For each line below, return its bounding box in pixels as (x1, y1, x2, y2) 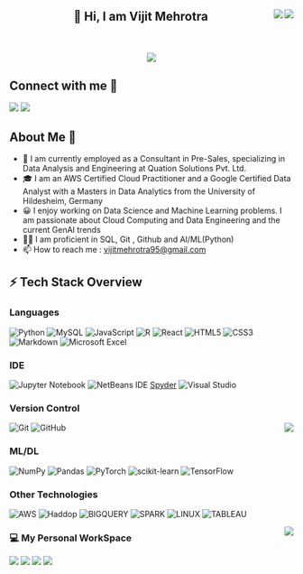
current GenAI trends (22, 225, 101, 236)
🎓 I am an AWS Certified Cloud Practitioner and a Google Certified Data (22, 173, 291, 184)
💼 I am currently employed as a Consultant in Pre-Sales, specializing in (22, 153, 286, 164)
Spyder (150, 380, 178, 390)
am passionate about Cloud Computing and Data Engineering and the (22, 215, 281, 226)
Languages (9, 306, 60, 319)
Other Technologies (9, 488, 98, 501)
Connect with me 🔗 (9, 78, 118, 93)
